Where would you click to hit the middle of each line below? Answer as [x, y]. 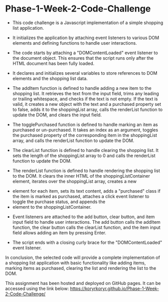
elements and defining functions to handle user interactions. [74, 43]
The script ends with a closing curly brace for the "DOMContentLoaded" [87, 242]
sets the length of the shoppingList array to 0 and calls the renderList [84, 156]
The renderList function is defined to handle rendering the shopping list [86, 171]
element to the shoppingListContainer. [52, 207]
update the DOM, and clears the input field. [57, 115]
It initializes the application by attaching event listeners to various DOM [86, 38]
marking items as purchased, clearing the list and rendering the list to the [81, 268]
